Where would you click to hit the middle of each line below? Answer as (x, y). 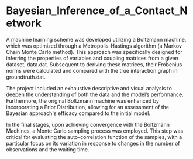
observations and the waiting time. (48, 149)
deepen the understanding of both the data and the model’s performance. (95, 94)
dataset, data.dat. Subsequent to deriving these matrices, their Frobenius (94, 64)
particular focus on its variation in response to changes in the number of (93, 143)
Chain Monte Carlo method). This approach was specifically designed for (94, 52)
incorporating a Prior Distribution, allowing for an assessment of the (88, 107)
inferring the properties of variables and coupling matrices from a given (92, 58)
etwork (24, 23)
